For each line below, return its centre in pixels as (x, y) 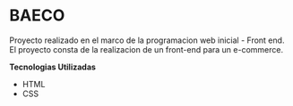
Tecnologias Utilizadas (53, 67)
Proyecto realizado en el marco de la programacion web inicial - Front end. (147, 40)
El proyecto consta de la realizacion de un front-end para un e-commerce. (146, 49)
